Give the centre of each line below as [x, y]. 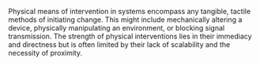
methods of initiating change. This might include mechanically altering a [125, 20]
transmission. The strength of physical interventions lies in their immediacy [130, 36]
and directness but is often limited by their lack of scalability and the [119, 45]
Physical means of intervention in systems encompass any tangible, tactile [130, 11]
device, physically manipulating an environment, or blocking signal [117, 28]
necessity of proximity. [45, 53]
